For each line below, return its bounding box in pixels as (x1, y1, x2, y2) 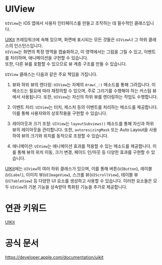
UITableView (6, 179, 31, 184)
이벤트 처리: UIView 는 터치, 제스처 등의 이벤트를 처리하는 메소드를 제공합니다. (12, 104, 158, 110)
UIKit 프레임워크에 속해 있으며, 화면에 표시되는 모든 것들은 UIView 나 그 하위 (5, 37, 147, 42)
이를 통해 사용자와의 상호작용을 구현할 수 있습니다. (12, 110, 107, 116)
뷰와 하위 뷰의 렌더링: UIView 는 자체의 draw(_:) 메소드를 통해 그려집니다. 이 (12, 81, 156, 87)
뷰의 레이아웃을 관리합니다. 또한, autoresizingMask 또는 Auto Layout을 (12, 127, 148, 132)
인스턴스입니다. (14, 42, 43, 48)
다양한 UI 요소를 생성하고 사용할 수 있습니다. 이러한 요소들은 (38, 178, 152, 184)
